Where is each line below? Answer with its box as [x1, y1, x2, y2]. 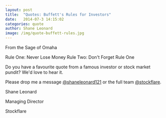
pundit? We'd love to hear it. [5, 69, 63, 75]
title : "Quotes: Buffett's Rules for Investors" [5, 12, 112, 17]
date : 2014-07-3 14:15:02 [5, 17, 64, 22]
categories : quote [5, 21, 44, 27]
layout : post [5, 7, 33, 13]
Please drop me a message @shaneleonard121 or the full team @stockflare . [5, 79, 162, 85]
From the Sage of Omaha [5, 45, 57, 50]
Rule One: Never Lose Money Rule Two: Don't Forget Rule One [5, 54, 135, 60]
